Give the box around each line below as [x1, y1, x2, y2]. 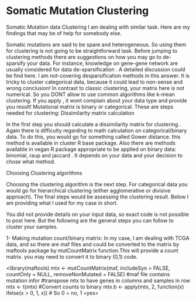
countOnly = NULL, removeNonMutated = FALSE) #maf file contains [6, 270, 170, 277]
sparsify [6, 60, 26, 67]
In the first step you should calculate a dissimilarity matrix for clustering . [6, 121, 181, 128]
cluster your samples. [6, 223, 59, 230]
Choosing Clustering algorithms [6, 169, 82, 176]
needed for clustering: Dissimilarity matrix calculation [6, 109, 135, 116]
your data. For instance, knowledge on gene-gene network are [26, 60, 178, 67]
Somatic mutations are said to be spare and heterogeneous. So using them [6, 41, 186, 48]
